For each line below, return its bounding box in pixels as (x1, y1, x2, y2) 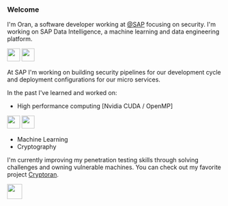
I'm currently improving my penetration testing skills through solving (7, 156, 199, 164)
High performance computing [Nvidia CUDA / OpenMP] (16, 102, 173, 110)
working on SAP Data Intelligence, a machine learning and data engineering (7, 27, 220, 36)
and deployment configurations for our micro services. (7, 75, 160, 83)
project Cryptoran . (7, 170, 59, 179)
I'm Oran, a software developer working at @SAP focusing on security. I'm (7, 21, 216, 29)
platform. (7, 35, 33, 43)
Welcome (7, 5, 40, 14)
